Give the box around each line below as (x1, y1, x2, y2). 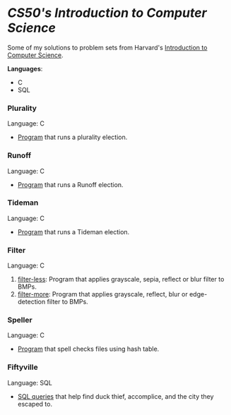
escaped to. (17, 399, 53, 408)
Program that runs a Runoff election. (17, 180, 124, 188)
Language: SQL (7, 378, 53, 387)
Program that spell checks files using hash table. (17, 344, 160, 354)
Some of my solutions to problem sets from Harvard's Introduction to (7, 43, 208, 52)
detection (17, 298, 46, 306)
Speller (7, 315, 33, 325)
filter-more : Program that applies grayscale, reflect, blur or (17, 290, 189, 299)
